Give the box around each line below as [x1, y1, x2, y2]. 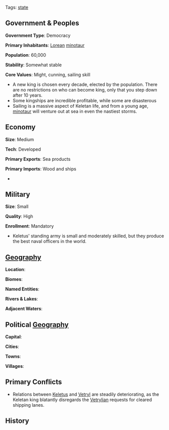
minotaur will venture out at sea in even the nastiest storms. [12, 108, 138, 114]
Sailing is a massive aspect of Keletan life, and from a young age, [12, 103, 149, 109]
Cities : [5, 343, 19, 350]
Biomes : [5, 276, 23, 282]
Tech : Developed [5, 146, 41, 152]
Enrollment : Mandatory [5, 223, 54, 229]
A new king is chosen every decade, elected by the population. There [12, 81, 158, 88]
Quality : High [5, 213, 33, 220]
